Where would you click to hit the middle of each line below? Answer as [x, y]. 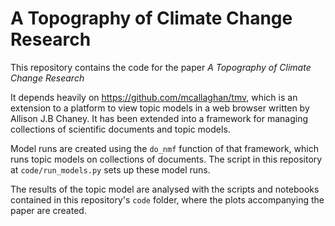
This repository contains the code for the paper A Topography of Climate [161, 67]
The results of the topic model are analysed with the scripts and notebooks [165, 189]
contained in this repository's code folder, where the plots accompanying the [167, 199]
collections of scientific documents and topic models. [120, 129]
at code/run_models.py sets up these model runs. [110, 169]
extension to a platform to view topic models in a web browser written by [160, 108]
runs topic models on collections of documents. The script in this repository [166, 159]
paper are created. [48, 210]
